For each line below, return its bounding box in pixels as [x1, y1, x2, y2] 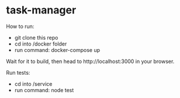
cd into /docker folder [14, 40, 67, 47]
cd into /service [14, 80, 53, 87]
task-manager [6, 3, 77, 17]
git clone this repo [14, 34, 58, 41]
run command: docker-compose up [14, 46, 101, 53]
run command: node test [14, 86, 74, 93]
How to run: [6, 23, 34, 30]
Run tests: [6, 69, 30, 76]
